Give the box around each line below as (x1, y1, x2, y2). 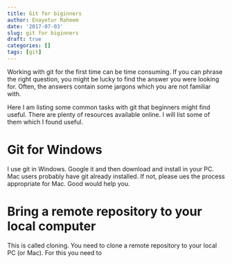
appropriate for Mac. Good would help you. (7, 179, 130, 187)
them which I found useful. (7, 117, 84, 126)
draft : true (7, 36, 42, 43)
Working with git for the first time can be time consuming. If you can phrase (7, 67, 223, 76)
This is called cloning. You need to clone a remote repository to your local (7, 241, 217, 249)
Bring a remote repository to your (7, 204, 202, 219)
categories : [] (7, 42, 51, 49)
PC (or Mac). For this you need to (7, 248, 102, 256)
